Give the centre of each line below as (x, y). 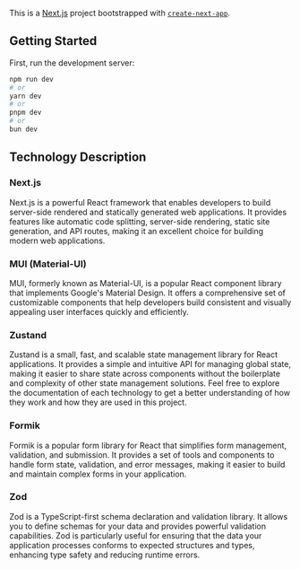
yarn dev (26, 96)
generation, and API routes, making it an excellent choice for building (137, 231)
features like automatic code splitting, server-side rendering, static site (140, 221)
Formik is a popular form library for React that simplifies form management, (148, 445)
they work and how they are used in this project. (98, 402)
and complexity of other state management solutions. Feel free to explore (145, 383)
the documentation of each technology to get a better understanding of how (150, 393)
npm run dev (31, 79)
